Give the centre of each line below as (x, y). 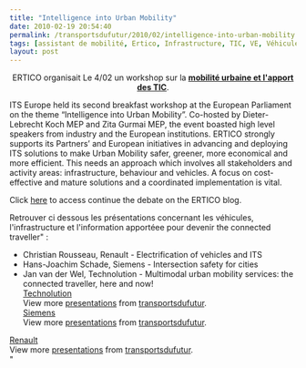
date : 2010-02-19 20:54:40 (61, 26)
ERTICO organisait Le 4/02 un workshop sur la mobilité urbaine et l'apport (153, 77)
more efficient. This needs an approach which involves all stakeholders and (151, 163)
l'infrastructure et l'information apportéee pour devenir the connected (140, 228)
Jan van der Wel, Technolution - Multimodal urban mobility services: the (158, 274)
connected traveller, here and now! (88, 284)
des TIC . (153, 87)
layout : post (34, 52)
